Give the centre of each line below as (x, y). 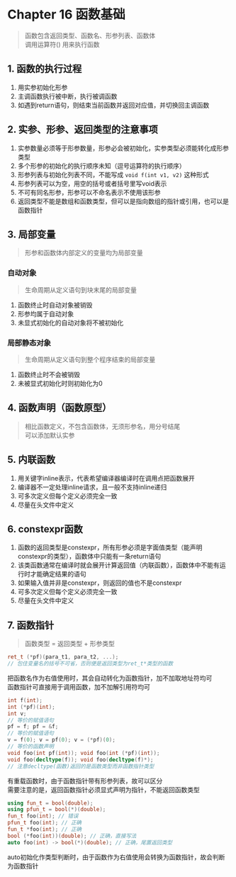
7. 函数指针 (31, 625)
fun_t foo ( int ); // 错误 (43, 816)
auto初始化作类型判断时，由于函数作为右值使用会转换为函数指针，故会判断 (116, 857)
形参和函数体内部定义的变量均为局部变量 (84, 253)
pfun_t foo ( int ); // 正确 (45, 823)
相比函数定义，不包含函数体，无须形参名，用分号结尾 (102, 426)
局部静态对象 (29, 342)
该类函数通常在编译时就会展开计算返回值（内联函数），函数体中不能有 (118, 565)
